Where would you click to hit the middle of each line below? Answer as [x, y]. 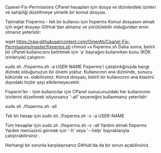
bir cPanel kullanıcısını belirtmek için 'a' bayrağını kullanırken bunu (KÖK [78, 52]
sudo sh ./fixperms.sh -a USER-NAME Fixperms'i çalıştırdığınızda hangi [77, 66]
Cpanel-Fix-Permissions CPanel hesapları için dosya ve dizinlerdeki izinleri [80, 7]
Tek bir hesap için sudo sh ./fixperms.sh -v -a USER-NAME [65, 116]
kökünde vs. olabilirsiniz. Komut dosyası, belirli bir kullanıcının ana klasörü [80, 77]
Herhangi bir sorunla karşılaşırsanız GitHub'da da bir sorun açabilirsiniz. [77, 145]
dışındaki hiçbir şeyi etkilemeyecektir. [43, 82]
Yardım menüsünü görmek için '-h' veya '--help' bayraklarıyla [67, 131]
